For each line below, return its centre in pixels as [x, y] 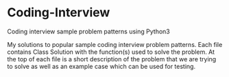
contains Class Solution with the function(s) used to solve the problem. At [111, 52]
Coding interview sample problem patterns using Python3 [88, 31]
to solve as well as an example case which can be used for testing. [101, 66]
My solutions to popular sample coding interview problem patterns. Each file [115, 44]
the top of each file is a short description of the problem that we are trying [112, 59]
